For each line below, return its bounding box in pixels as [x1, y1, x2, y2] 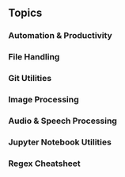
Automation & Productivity [8, 30, 112, 41]
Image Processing [8, 94, 79, 106]
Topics [8, 6, 43, 20]
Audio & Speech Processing [8, 115, 117, 126]
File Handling [8, 52, 60, 63]
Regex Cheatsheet [8, 158, 81, 169]
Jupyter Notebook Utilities [8, 137, 112, 148]
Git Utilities [8, 73, 52, 84]
